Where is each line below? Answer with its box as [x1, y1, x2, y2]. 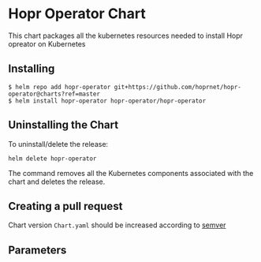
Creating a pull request [8, 199, 123, 213]
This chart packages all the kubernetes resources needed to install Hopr [8, 31, 243, 40]
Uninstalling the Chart [8, 118, 119, 132]
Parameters [8, 243, 67, 256]
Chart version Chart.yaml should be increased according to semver [8, 220, 226, 230]
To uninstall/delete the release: [8, 139, 109, 148]
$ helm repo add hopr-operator [8, 83, 111, 91]
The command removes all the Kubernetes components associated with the [8, 168, 254, 178]
